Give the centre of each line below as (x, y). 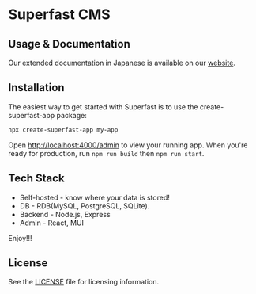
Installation (36, 88)
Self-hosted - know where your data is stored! (94, 197)
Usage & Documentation (69, 44)
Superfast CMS (59, 15)
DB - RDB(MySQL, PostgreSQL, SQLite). (85, 206)
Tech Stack (36, 179)
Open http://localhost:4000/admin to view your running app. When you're (128, 145)
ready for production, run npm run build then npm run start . (106, 153)
